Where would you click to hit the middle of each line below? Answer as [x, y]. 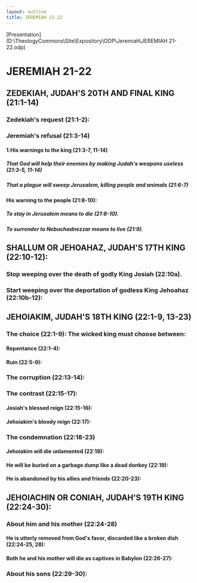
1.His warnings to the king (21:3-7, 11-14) [57, 150]
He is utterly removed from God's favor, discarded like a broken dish [92, 538]
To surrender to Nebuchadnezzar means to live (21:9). [75, 229]
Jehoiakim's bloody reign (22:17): [49, 421]
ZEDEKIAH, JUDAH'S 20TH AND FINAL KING [90, 93]
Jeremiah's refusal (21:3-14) [48, 135]
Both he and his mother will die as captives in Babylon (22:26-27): [90, 558]
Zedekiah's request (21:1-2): [48, 119]
